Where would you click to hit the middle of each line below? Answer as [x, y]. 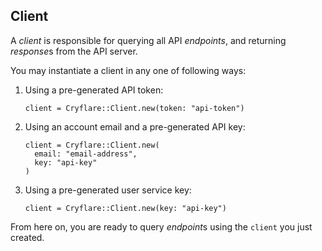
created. [27, 237]
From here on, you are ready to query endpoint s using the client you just [161, 226]
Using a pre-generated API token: [94, 90]
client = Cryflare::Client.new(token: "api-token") [134, 108]
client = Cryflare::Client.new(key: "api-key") [125, 208]
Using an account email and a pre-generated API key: [135, 126]
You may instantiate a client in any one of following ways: [128, 70]
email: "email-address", [86, 154]
